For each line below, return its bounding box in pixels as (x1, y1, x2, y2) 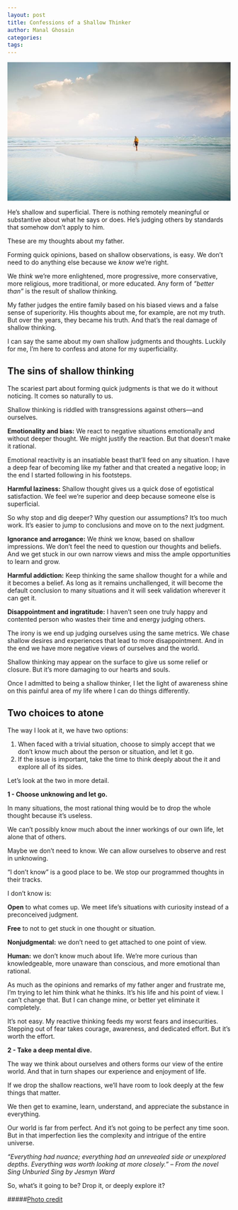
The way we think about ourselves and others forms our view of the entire (7, 1059, 223, 1068)
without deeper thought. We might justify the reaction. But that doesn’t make (7, 434, 231, 443)
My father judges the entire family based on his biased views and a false (7, 301, 219, 309)
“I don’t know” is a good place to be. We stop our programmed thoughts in (7, 868, 225, 876)
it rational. (7, 441, 37, 450)
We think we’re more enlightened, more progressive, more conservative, (7, 271, 218, 280)
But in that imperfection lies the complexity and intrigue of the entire (7, 1130, 207, 1140)
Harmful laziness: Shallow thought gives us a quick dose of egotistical (7, 484, 215, 493)
